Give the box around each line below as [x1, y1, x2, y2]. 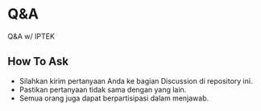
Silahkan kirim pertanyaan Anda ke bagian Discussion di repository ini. [19, 76, 253, 85]
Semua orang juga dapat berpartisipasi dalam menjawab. [19, 93, 209, 103]
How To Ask [7, 55, 69, 68]
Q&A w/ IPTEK [7, 31, 56, 41]
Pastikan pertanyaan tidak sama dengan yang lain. [19, 84, 187, 94]
